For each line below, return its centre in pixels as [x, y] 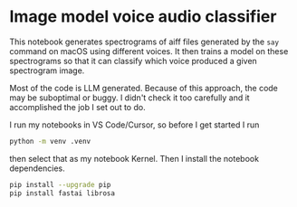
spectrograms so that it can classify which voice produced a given [134, 61]
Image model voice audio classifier [143, 17]
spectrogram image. [47, 71]
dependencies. [37, 168]
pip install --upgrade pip [60, 184]
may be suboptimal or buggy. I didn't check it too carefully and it [130, 98]
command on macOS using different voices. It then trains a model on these [149, 51]
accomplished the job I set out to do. [78, 107]
